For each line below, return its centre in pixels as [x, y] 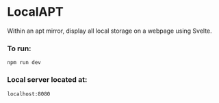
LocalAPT [35, 12]
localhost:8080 [29, 94]
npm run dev [24, 63]
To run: [20, 48]
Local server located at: [47, 80]
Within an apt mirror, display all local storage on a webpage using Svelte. [109, 31]
